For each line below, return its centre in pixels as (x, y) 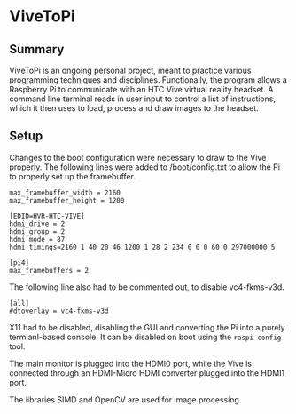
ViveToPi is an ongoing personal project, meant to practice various (130, 70)
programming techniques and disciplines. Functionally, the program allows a (148, 80)
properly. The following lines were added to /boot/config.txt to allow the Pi (145, 167)
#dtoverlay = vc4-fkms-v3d (59, 311)
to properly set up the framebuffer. (72, 176)
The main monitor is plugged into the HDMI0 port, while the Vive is (131, 363)
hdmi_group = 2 (37, 231)
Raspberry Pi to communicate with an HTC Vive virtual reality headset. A (141, 89)
